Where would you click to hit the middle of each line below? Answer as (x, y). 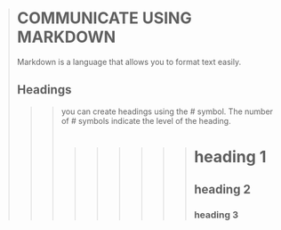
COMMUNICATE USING (104, 18)
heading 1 (230, 156)
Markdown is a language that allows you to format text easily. (129, 62)
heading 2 (222, 189)
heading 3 (217, 215)
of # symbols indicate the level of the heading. (146, 120)
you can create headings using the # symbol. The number (167, 111)
